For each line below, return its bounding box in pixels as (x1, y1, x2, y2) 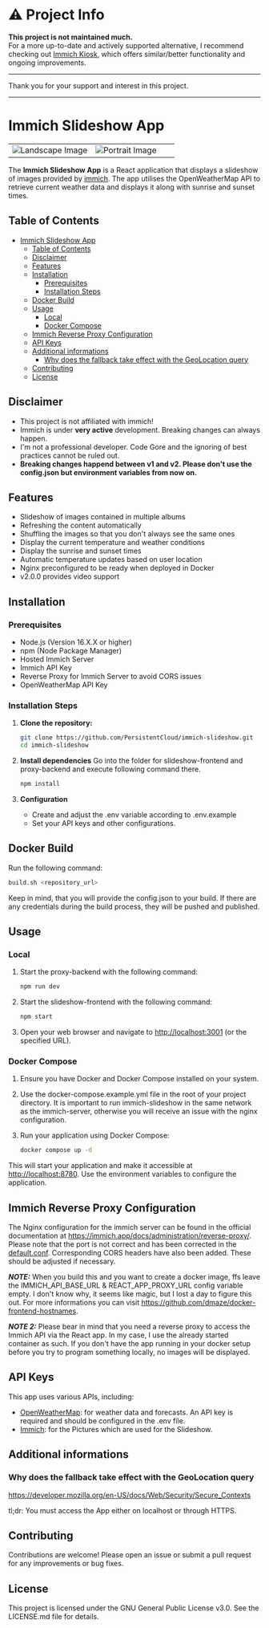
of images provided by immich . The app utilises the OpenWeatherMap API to (8, 173, 261, 183)
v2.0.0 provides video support (19, 572, 120, 581)
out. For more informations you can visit (8, 1298, 140, 1308)
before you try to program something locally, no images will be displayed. (8, 1347, 251, 1357)
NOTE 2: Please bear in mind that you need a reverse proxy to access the (8, 1322, 251, 1332)
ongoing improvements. (8, 58, 86, 67)
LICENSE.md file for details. (8, 1612, 99, 1622)
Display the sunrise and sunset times (19, 546, 142, 556)
